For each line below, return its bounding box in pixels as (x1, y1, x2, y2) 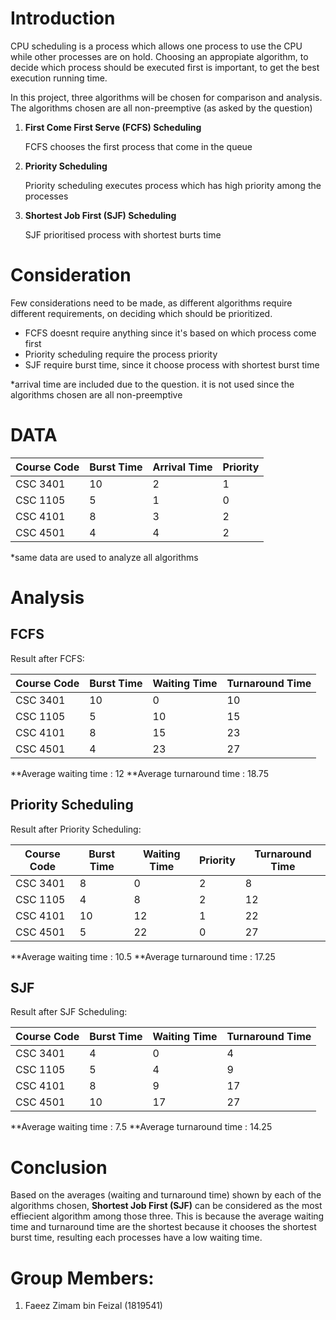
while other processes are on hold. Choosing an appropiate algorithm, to (10, 50, 309, 62)
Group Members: (10, 1267, 155, 1289)
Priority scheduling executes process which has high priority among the (24, 179, 322, 191)
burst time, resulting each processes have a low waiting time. (10, 1232, 263, 1244)
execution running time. (10, 72, 108, 84)
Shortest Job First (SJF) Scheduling (24, 209, 177, 221)
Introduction (10, 7, 116, 30)
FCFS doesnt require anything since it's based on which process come (24, 327, 317, 339)
